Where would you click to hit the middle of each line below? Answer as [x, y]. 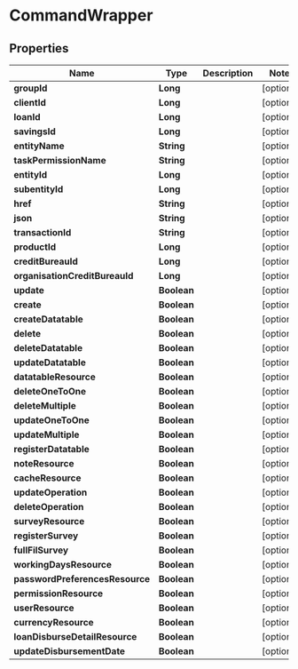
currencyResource [54, 622]
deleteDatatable [48, 348]
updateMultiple [47, 434]
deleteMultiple [45, 406]
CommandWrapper [81, 16]
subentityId [39, 189]
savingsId [35, 131]
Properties [39, 48]
